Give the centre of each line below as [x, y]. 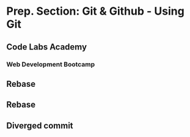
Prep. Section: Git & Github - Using [95, 11]
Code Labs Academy [47, 47]
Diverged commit [40, 126]
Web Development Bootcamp [51, 64]
